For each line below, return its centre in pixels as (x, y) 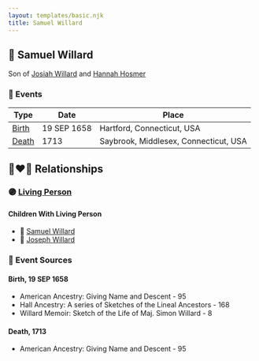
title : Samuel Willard (45, 23)
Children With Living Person (55, 213)
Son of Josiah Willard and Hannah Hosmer (77, 74)
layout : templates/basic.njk (56, 15)
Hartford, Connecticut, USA (150, 128)
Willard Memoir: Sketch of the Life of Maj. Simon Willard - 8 (116, 314)
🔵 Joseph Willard (47, 240)
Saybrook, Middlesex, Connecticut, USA (174, 141)
